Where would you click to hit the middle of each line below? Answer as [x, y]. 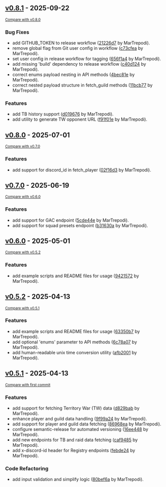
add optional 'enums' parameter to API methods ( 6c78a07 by [75, 342]
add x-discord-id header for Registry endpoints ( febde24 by [74, 450]
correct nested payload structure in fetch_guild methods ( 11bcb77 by [82, 85]
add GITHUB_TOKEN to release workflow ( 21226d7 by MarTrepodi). [81, 43]
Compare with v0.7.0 [23, 147]
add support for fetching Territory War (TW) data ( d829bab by [76, 408]
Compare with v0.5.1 [22, 308]
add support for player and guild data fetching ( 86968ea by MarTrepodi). [87, 424]
